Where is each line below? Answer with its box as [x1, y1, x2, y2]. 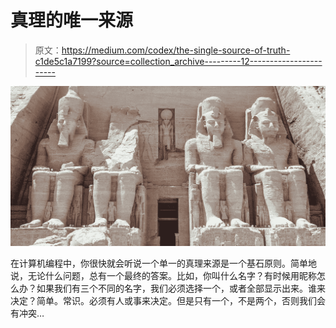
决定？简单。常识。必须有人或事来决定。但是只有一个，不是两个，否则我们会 [10, 295, 326, 307]
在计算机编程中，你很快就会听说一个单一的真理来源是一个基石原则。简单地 [10, 257, 317, 270]
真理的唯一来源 [10, 9, 134, 32]
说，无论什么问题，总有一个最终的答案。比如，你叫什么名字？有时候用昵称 [10, 270, 317, 282]
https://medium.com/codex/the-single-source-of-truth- [61, 44, 291, 56]
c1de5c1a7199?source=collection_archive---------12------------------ [34, 55, 323, 67]
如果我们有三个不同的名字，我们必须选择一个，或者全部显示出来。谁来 [36, 282, 326, 295]
